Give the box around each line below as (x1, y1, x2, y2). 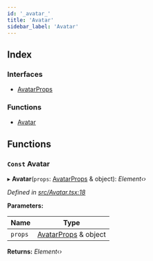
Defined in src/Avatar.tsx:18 (7, 188, 86, 197)
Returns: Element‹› (7, 247, 62, 256)
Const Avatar (7, 159, 51, 168)
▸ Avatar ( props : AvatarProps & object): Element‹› (7, 174, 147, 183)
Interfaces (7, 69, 43, 79)
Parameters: (7, 201, 44, 210)
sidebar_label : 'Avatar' (7, 23, 79, 30)
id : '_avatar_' (7, 10, 51, 17)
